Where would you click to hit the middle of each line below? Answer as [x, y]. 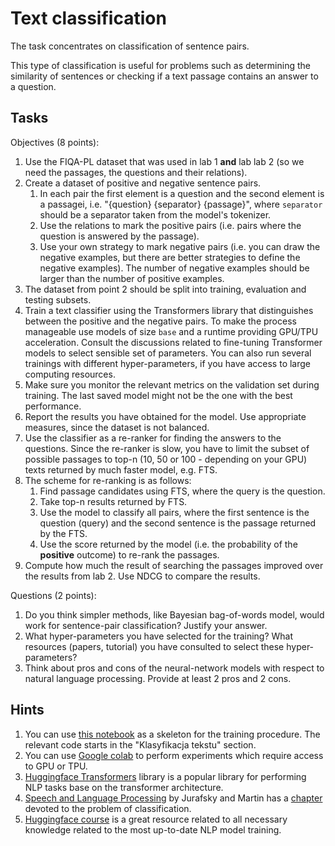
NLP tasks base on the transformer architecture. [124, 787]
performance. [53, 406]
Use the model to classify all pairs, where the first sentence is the [174, 512]
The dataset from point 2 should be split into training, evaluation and [165, 289]
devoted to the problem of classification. [108, 808]
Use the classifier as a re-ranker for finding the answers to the [153, 438]
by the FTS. [63, 533]
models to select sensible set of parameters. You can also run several [168, 353]
